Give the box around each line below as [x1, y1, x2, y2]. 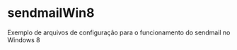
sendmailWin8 [7, 5, 95, 21]
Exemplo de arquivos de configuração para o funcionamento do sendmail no [7, 28, 231, 37]
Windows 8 [7, 35, 40, 44]
